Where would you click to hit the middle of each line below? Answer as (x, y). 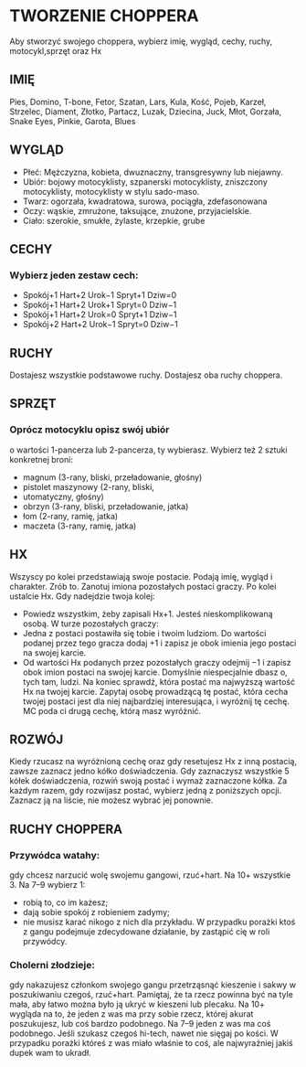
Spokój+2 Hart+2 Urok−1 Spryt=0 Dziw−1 (100, 325)
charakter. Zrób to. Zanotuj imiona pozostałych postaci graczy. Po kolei (143, 586)
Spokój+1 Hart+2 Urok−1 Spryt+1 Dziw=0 (100, 295)
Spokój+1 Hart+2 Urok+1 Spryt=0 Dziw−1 (100, 305)
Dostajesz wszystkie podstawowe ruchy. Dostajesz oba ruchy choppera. (146, 375)
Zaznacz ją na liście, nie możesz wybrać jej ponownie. (111, 800)
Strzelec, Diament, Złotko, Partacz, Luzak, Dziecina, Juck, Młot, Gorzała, (146, 112)
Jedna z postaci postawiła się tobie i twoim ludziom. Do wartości (144, 633)
